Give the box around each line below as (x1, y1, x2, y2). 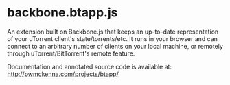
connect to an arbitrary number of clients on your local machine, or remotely (7, 42, 223, 50)
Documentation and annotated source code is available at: (7, 62, 172, 71)
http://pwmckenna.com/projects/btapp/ (7, 70, 119, 78)
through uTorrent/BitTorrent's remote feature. (7, 49, 135, 58)
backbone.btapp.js (7, 5, 118, 21)
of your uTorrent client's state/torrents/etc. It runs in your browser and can (7, 34, 218, 42)
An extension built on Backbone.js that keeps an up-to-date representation (7, 27, 219, 36)
